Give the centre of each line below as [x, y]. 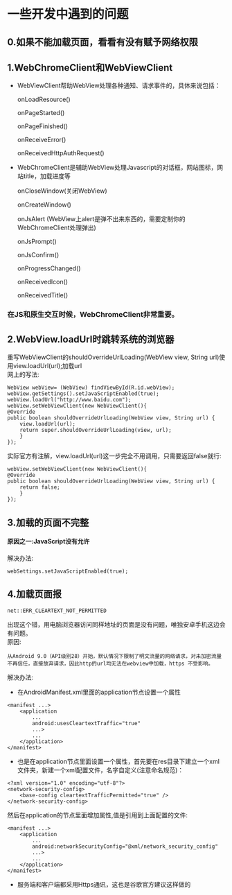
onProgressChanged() [49, 268]
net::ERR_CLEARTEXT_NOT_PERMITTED [57, 611]
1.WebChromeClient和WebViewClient [90, 68]
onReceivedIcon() [42, 282]
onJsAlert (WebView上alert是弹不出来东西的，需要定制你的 [101, 219]
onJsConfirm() [38, 255]
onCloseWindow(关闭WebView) [62, 191]
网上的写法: [24, 374]
